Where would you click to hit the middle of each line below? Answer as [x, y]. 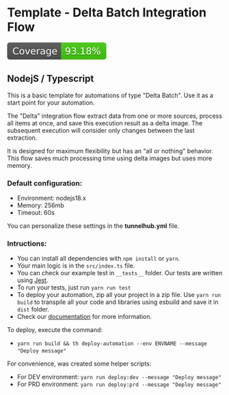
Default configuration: [45, 183]
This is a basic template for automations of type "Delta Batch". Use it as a [110, 95]
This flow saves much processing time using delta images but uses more [110, 158]
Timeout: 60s [36, 213]
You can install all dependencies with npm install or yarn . [98, 259]
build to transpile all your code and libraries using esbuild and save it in [118, 302]
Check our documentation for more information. [84, 317]
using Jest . [32, 280]
